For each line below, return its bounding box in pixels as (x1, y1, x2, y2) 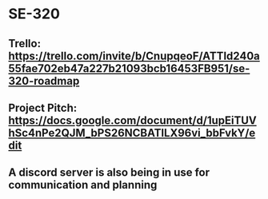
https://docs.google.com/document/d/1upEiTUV (8, 113, 258, 127)
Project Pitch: (8, 101, 78, 114)
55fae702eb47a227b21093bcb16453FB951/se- (8, 62, 250, 75)
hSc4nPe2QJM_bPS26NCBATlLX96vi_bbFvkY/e (8, 125, 256, 140)
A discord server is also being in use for (8, 165, 210, 180)
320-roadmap (8, 74, 80, 88)
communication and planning (8, 178, 158, 192)
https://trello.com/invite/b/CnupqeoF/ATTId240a (8, 49, 260, 62)
